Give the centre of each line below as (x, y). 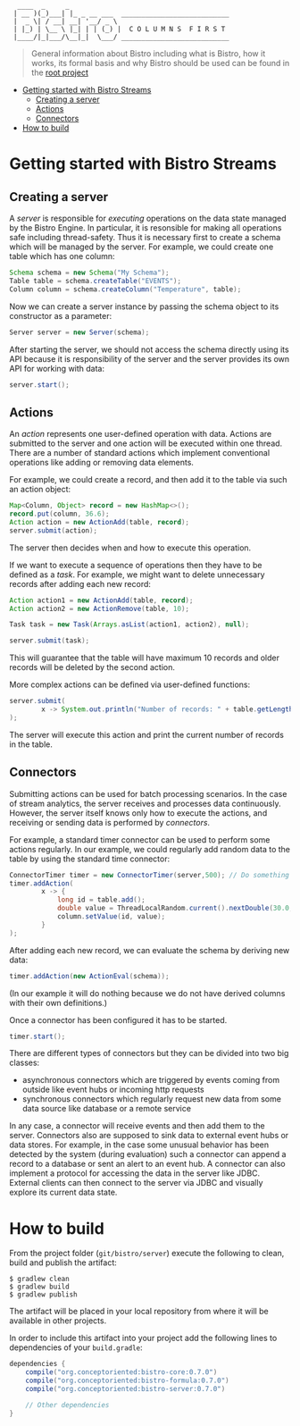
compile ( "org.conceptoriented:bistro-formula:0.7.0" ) (127, 1381)
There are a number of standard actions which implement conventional (140, 453)
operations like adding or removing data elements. (102, 463)
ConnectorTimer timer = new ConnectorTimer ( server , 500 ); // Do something (150, 875)
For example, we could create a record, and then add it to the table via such (148, 480)
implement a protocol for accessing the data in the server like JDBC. (135, 1173)
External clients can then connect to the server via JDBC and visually (136, 1183)
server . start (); (39, 385)
